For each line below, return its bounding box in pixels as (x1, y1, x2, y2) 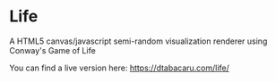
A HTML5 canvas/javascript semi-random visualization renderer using (9, 36, 268, 46)
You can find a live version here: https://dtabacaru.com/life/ (9, 62, 230, 73)
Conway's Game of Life (9, 45, 96, 55)
